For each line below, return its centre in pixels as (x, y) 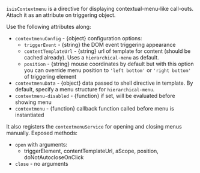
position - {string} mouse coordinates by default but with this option (109, 64)
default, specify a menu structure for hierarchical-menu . (85, 89)
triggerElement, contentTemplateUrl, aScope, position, (91, 151)
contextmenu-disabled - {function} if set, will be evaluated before (95, 96)
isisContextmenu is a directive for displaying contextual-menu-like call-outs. (100, 9)
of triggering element (50, 77)
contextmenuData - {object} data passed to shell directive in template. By (104, 83)
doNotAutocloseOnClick (54, 157)
